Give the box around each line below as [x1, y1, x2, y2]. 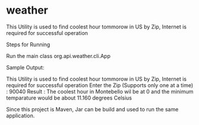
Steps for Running [6, 41, 50, 48]
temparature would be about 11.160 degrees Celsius [6, 94, 132, 101]
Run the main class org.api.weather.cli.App [6, 52, 111, 59]
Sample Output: [6, 63, 45, 71]
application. [6, 112, 35, 119]
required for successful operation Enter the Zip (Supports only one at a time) [6, 81, 194, 89]
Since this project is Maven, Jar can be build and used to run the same [6, 105, 179, 113]
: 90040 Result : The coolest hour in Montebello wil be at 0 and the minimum [6, 88, 194, 95]
